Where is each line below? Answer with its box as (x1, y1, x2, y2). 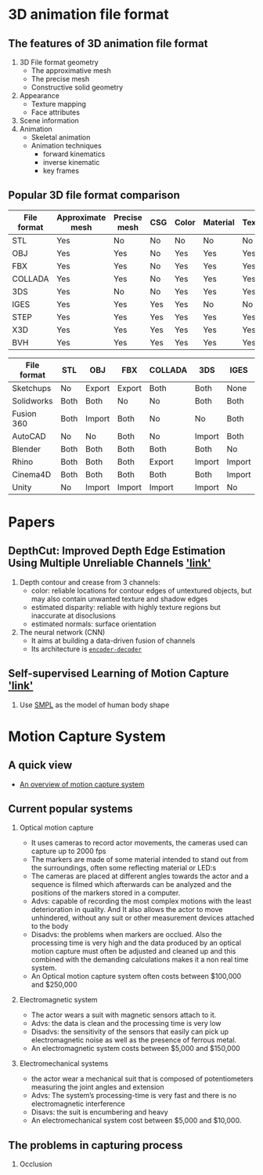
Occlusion (19, 1159, 52, 1169)
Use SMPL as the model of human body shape (19, 700, 170, 710)
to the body (31, 921, 69, 931)
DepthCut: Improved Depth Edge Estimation (8, 544, 225, 558)
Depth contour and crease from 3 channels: (19, 577, 160, 586)
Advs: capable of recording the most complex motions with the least (31, 896, 252, 906)
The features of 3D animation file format (8, 37, 208, 50)
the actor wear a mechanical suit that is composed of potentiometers (31, 1074, 254, 1084)
